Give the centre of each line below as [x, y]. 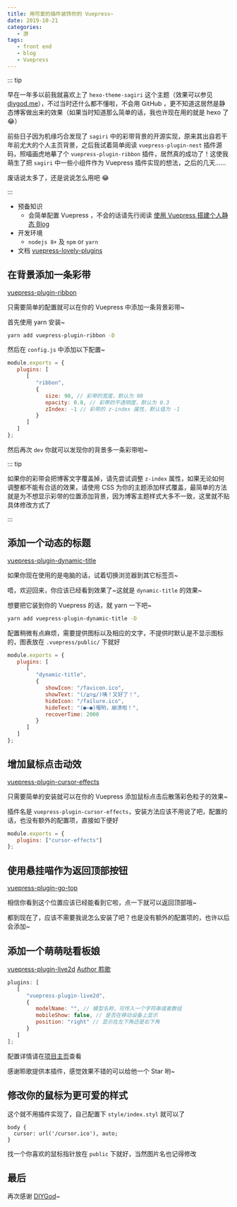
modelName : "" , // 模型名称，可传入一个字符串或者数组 [109, 1009]
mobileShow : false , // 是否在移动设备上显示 [97, 1015]
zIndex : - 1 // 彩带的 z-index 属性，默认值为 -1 [113, 409]
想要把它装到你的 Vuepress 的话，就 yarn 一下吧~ [80, 605]
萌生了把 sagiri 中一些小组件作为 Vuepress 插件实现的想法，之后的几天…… [117, 163]
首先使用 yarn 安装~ [36, 322]
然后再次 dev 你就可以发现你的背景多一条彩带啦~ [78, 449]
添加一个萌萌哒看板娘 [54, 951]
